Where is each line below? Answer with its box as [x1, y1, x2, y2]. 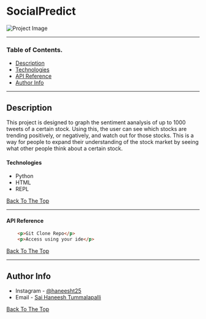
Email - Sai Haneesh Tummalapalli [15, 294, 101, 301]
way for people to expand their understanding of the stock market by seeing [6, 138, 199, 146]
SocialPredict [6, 4, 76, 18]
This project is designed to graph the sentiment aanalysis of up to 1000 [6, 119, 186, 126]
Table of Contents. [6, 45, 63, 54]
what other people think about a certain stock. [6, 145, 123, 152]
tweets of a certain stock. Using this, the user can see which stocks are [6, 126, 187, 133]
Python [15, 173, 34, 180]
